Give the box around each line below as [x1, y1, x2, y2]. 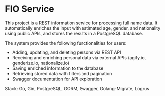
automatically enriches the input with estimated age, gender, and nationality [5, 25, 161, 31]
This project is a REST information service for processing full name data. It [5, 20, 158, 26]
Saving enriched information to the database [12, 65, 104, 71]
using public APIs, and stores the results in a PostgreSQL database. [5, 30, 143, 36]
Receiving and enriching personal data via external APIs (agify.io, [12, 54, 146, 60]
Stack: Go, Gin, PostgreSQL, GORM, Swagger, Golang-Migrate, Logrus [5, 85, 149, 91]
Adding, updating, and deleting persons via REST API [12, 49, 121, 55]
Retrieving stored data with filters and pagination [12, 70, 112, 76]
